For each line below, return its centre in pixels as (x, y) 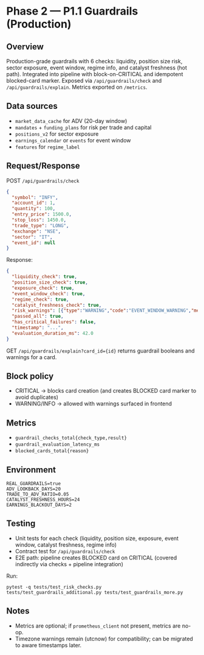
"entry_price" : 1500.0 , (42, 214)
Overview (25, 47)
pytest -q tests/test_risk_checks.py (54, 587)
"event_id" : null (34, 243)
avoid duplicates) (37, 398)
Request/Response (43, 166)
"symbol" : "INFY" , (35, 197)
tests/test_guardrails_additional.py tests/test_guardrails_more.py (95, 592)
